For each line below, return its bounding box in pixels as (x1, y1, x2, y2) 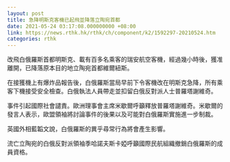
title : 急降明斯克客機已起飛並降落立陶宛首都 (7, 16, 121, 23)
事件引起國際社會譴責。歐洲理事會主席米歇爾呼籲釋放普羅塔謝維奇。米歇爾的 (7, 102, 223, 110)
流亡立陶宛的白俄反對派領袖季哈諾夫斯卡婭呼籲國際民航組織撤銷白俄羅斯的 (7, 139, 217, 148)
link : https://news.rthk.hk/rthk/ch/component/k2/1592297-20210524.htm (7, 29, 216, 36)
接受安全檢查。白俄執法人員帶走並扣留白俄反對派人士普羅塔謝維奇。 (25, 87, 217, 95)
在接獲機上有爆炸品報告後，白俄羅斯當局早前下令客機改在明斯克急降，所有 (7, 78, 217, 86)
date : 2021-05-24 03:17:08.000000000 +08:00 (7, 23, 136, 30)
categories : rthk (7, 36, 57, 43)
